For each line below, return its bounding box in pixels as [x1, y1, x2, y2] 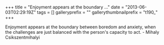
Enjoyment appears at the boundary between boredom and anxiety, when [5, 24, 156, 30]
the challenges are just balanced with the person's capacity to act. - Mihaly [5, 29, 160, 35]
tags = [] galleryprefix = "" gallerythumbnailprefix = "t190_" [37, 9, 158, 15]
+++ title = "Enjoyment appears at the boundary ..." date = [5, 4, 124, 10]
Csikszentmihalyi [5, 34, 40, 40]
